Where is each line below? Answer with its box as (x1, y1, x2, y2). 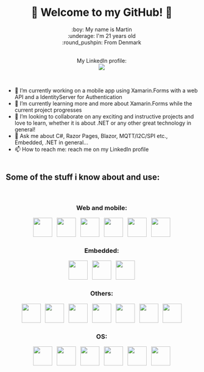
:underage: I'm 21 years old (67, 32, 136, 39)
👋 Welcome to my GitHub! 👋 (30, 5, 173, 20)
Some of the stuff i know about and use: (5, 172, 160, 183)
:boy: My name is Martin (71, 26, 132, 33)
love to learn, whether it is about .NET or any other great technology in (14, 119, 192, 126)
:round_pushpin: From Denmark (62, 38, 141, 46)
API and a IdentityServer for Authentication (14, 93, 122, 100)
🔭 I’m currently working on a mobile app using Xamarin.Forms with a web (14, 87, 199, 94)
